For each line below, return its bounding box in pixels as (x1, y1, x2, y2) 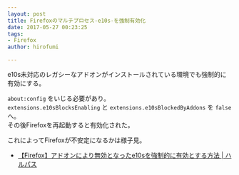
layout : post (7, 10, 46, 18)
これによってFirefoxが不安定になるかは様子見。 (7, 136, 146, 144)
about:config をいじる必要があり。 (7, 94, 111, 102)
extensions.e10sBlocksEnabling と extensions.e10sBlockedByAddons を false (7, 103, 232, 111)
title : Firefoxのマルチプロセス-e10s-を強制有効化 (7, 17, 146, 24)
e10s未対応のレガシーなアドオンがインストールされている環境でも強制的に (7, 70, 227, 78)
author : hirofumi (7, 43, 59, 51)
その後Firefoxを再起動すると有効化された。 (7, 121, 134, 129)
